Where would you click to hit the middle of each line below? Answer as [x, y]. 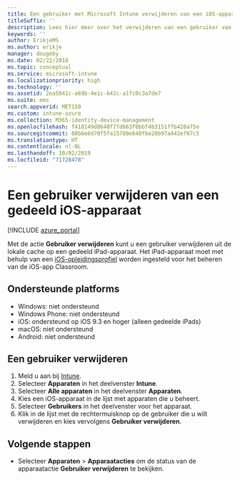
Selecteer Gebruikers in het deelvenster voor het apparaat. [105, 407]
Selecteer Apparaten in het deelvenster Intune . [88, 384]
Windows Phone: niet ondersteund [69, 314]
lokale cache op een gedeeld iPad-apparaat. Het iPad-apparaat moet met [115, 251]
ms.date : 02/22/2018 [38, 61]
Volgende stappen [49, 444]
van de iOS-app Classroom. [48, 266]
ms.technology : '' [35, 87]
